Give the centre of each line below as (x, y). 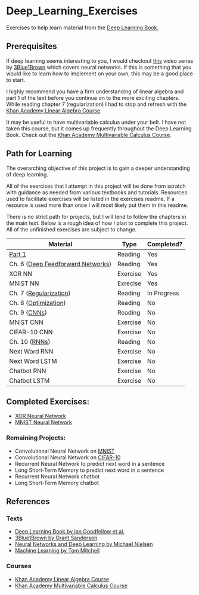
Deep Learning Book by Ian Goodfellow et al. (70, 532)
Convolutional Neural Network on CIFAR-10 (68, 457)
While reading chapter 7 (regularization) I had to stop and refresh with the (97, 104)
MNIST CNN (26, 322)
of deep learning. (27, 174)
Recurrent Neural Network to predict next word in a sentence (90, 463)
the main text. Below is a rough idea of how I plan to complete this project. (97, 223)
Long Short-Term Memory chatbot (57, 483)
